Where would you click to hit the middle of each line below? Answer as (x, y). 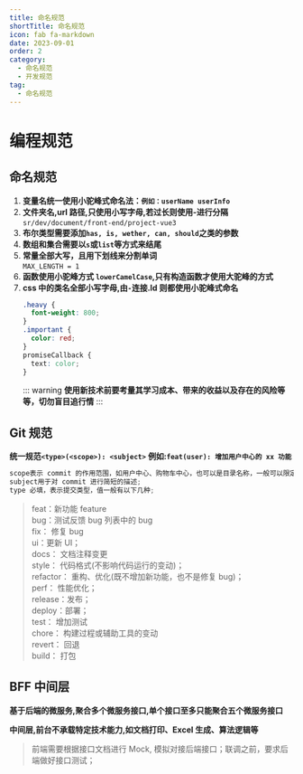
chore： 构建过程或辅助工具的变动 (95, 633)
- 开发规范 (35, 77)
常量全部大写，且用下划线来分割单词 (90, 255)
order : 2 (26, 52)
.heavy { (39, 305)
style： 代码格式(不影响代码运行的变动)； (108, 565)
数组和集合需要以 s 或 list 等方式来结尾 (92, 244)
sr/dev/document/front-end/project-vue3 (99, 222)
